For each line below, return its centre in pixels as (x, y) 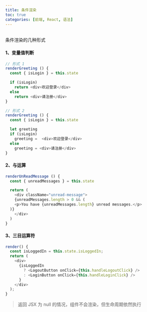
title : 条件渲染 (21, 10)
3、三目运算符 (20, 236)
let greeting (24, 129)
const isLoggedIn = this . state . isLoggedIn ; (56, 251)
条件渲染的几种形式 (25, 40)
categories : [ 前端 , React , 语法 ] (39, 19)
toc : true (16, 15)
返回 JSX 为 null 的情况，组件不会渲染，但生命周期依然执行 (79, 304)
